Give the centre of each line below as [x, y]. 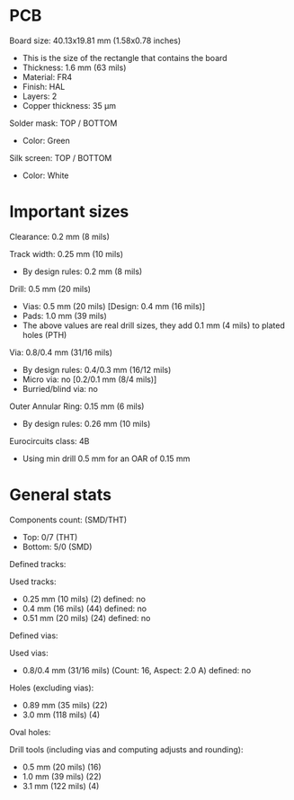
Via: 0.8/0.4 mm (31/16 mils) [61, 352]
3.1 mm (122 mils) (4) [61, 786]
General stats [61, 495]
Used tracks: [33, 582]
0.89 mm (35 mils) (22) [65, 705]
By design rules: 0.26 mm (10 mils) [86, 423]
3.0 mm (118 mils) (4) [61, 715]
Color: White [45, 175]
